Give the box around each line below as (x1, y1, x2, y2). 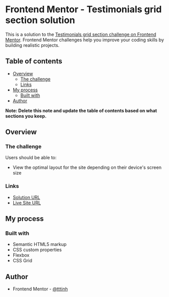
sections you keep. (5, 113, 47, 119)
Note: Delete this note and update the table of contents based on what (5, 107, 157, 113)
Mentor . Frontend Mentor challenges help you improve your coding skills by (5, 37, 164, 43)
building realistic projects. (5, 42, 60, 48)
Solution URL (12, 194, 40, 200)
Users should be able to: (5, 155, 57, 161)
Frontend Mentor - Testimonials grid (5, 4, 162, 15)
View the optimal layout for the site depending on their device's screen (12, 164, 162, 170)
